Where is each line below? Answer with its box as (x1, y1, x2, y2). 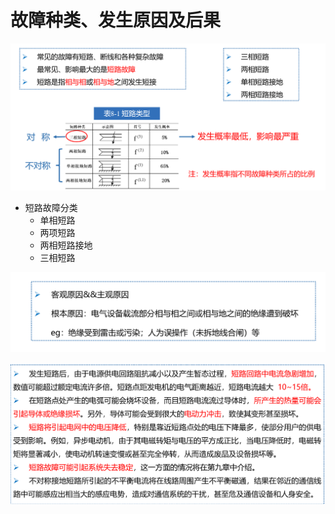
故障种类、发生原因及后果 (10, 9, 222, 32)
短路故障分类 (24, 201, 78, 213)
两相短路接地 (39, 239, 93, 251)
